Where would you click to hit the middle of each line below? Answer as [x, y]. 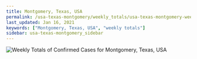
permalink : [19, 17]
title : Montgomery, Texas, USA [44, 11]
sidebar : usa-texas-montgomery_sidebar [55, 33]
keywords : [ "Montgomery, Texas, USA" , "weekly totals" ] [76, 28]
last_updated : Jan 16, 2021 [40, 22]
